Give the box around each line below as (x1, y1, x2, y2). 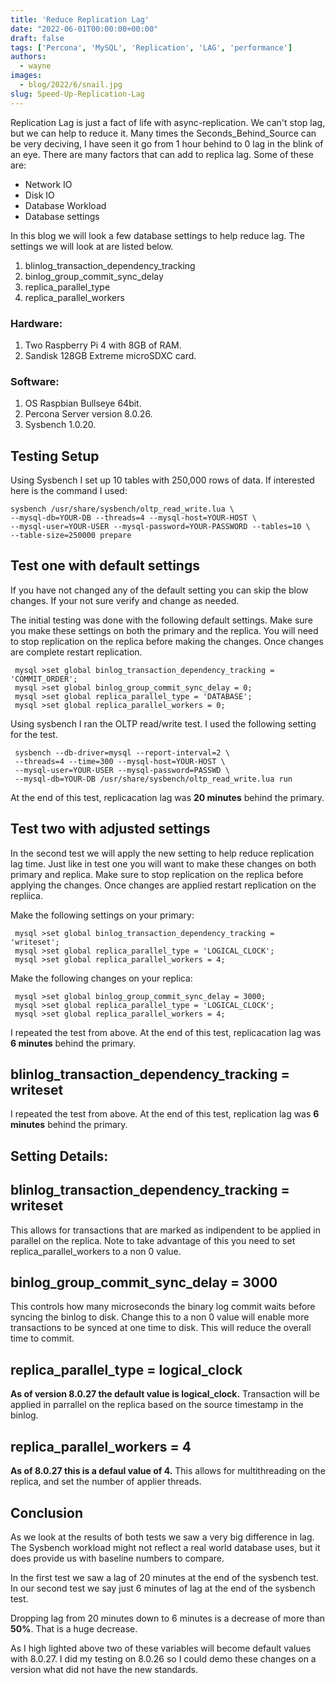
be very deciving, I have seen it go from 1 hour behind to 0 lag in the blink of (10, 137, 324, 150)
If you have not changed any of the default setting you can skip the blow (10, 584, 309, 596)
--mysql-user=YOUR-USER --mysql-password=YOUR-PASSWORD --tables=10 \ (10, 522, 311, 532)
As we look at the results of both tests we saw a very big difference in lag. (10, 1531, 315, 1543)
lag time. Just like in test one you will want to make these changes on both (10, 857, 317, 870)
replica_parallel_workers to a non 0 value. (10, 1245, 182, 1257)
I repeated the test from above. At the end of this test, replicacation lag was (10, 1026, 322, 1038)
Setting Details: (10, 1147, 109, 1165)
